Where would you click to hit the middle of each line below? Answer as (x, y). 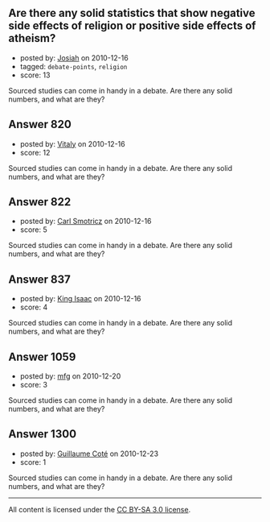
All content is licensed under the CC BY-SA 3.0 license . (100, 509)
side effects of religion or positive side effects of (132, 26)
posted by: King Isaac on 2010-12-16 (81, 299)
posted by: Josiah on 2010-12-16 (74, 58)
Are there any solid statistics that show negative (132, 13)
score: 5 (34, 230)
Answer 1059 (42, 356)
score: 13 (35, 75)
